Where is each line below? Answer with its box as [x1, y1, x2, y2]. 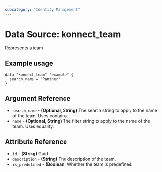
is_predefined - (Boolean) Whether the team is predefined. [12, 161, 133, 167]
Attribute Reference [5, 137, 67, 146]
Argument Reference [5, 94, 71, 103]
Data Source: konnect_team [5, 28, 121, 40]
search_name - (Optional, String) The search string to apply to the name [12, 107, 158, 114]
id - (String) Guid [12, 151, 48, 156]
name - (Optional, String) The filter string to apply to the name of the [12, 118, 150, 124]
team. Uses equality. [12, 123, 54, 129]
